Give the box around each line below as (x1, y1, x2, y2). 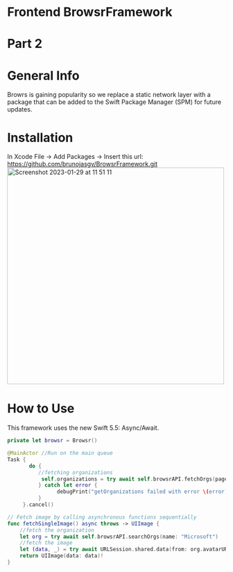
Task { (7, 456, 26, 463)
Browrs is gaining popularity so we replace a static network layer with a (7, 91, 212, 99)
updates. (7, 105, 33, 114)
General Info (7, 67, 80, 83)
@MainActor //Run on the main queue (7, 450, 113, 457)
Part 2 (7, 36, 43, 52)
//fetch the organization (19, 526, 95, 534)
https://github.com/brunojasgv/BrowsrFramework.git (7, 160, 158, 168)
